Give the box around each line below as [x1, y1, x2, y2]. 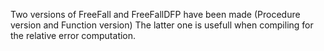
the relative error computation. [10, 30, 137, 41]
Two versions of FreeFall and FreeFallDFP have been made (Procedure [10, 9, 301, 20]
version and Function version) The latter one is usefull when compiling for [10, 19, 314, 31]
